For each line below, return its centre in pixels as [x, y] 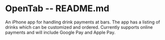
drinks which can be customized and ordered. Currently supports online [79, 27]
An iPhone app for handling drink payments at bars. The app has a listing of [83, 22]
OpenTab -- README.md [57, 9]
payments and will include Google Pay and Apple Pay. [60, 32]
